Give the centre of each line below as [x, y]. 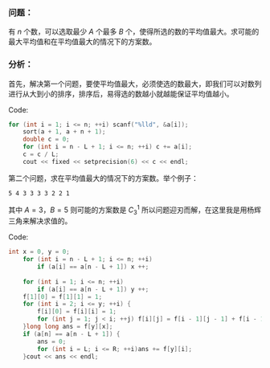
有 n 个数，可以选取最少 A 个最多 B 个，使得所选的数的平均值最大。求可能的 [134, 32]
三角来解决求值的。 [40, 221]
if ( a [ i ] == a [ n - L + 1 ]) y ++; [93, 289]
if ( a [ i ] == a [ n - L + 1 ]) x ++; [93, 267]
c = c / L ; [41, 154]
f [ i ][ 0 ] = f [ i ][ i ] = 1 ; [77, 312]
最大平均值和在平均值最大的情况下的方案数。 [82, 42]
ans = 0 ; [52, 341]
